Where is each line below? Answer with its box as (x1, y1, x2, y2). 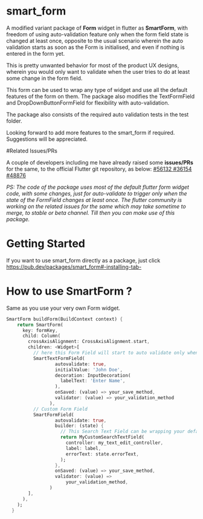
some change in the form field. (6, 74, 83, 82)
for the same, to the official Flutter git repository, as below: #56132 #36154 (6, 165, 192, 172)
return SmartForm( (17, 322, 63, 328)
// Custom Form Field (33, 406, 88, 412)
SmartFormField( (33, 411, 74, 418)
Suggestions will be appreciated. (6, 135, 88, 143)
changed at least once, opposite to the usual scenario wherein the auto (6, 37, 183, 44)
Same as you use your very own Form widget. (6, 304, 121, 312)
